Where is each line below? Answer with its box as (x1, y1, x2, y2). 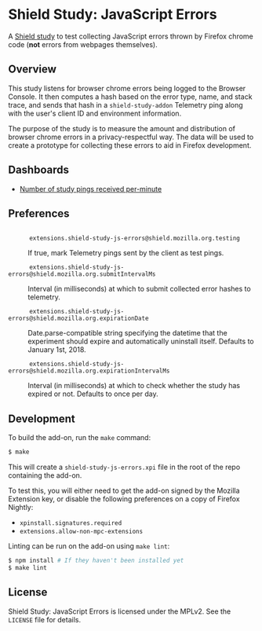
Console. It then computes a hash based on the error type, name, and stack (8, 92, 253, 101)
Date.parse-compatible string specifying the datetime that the (27, 328, 227, 338)
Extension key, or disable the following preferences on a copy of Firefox (8, 494, 241, 504)
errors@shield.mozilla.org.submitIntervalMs (8, 270, 156, 278)
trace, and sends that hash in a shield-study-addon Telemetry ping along (8, 100, 243, 109)
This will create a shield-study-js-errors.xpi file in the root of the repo (8, 462, 241, 472)
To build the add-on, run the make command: (8, 433, 151, 442)
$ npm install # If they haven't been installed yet (8, 556, 184, 565)
